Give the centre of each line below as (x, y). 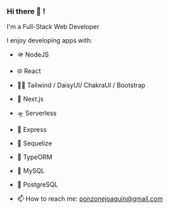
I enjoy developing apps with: (50, 40)
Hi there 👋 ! (26, 11)
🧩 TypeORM (34, 157)
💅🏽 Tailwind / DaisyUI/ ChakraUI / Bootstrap (81, 85)
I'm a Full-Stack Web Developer (53, 27)
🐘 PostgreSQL (37, 184)
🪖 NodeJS (33, 55)
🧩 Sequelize (34, 143)
